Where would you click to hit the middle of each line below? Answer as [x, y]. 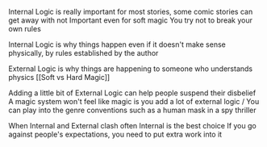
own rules [25, 29]
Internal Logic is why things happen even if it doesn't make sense [117, 44]
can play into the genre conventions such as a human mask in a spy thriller [132, 110]
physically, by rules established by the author [83, 53]
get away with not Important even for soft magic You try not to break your [130, 20]
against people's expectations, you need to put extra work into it [115, 134]
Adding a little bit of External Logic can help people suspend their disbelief [132, 93]
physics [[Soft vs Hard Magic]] [59, 77]
